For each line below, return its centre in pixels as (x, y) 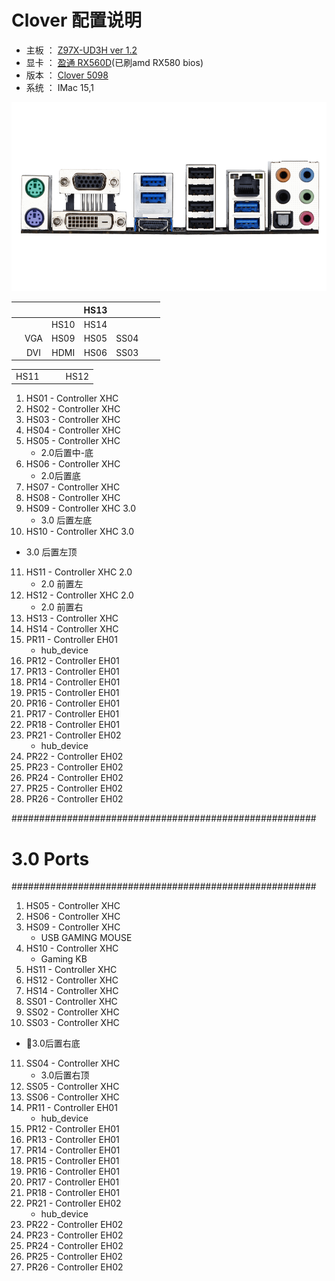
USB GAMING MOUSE (86, 938)
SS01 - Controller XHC (71, 1002)
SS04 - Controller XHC (73, 1063)
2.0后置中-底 (67, 453)
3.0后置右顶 (65, 1075)
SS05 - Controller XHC (72, 1087)
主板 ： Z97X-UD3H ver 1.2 (81, 50)
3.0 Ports (50, 858)
